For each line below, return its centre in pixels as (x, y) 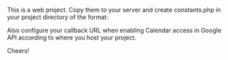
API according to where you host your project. (72, 37)
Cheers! (18, 51)
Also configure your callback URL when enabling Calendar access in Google (114, 30)
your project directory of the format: (58, 17)
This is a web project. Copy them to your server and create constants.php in (114, 10)
